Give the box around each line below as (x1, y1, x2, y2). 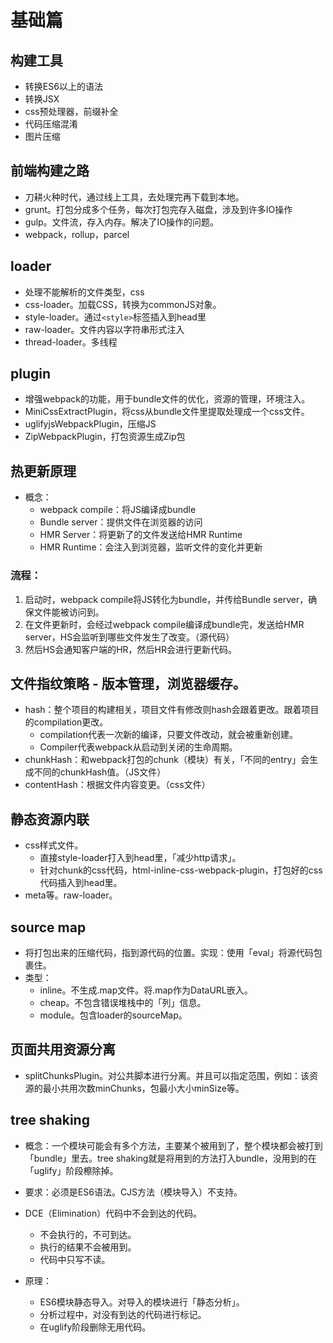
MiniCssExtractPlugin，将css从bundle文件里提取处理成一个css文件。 (24, 406, 310, 418)
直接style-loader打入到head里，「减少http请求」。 (39, 852, 242, 864)
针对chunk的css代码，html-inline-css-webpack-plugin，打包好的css (39, 864, 323, 876)
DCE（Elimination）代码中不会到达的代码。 (24, 1207, 203, 1219)
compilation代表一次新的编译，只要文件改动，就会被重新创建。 (39, 729, 299, 741)
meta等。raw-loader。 (24, 889, 118, 901)
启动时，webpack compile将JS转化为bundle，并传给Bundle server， (24, 593, 309, 605)
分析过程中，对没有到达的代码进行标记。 (39, 1308, 207, 1320)
